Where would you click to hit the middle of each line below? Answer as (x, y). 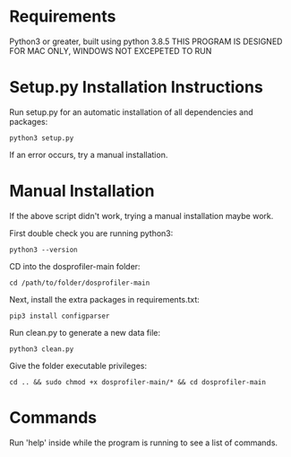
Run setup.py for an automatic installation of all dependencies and (131, 112)
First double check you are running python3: (91, 233)
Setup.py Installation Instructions (137, 88)
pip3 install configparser (60, 316)
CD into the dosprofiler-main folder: (75, 266)
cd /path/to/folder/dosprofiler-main (80, 283)
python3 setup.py (42, 138)
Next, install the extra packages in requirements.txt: (104, 299)
